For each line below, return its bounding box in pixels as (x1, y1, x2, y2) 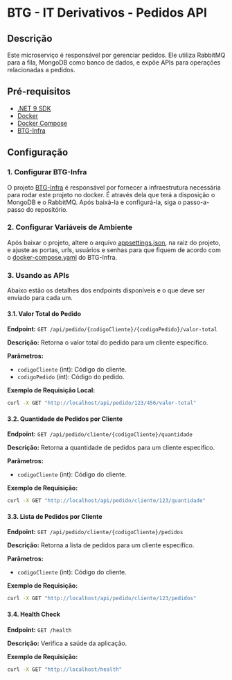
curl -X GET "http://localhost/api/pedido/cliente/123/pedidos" (7, 595, 197, 602)
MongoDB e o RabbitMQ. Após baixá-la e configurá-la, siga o (7, 198, 182, 206)
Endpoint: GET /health (7, 625, 72, 633)
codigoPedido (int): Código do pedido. (17, 373, 125, 381)
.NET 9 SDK (17, 104, 51, 113)
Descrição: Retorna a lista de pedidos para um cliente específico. (7, 541, 195, 549)
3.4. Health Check (7, 610, 61, 618)
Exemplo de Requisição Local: (7, 386, 96, 395)
